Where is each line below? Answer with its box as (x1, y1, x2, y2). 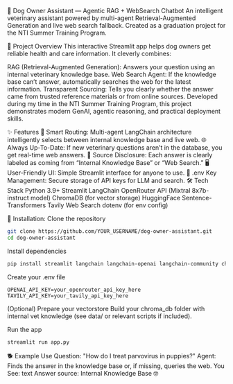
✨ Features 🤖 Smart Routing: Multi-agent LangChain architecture (7, 128, 192, 136)
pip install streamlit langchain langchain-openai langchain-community (7, 260, 218, 267)
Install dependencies (7, 247, 67, 255)
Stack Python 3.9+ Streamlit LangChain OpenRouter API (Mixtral (7, 186, 191, 194)
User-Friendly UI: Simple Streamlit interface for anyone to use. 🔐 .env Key (7, 168, 217, 177)
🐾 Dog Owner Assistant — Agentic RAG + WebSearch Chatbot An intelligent (7, 7, 223, 15)
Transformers (7, 201, 46, 209)
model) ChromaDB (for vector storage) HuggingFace (30, 194, 181, 202)
